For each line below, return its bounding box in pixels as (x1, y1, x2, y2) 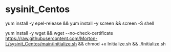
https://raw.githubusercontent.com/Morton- (5, 35, 98, 41)
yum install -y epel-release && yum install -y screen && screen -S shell (5, 20, 155, 26)
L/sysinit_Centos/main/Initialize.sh (5, 40, 77, 46)
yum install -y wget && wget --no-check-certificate (5, 30, 114, 36)
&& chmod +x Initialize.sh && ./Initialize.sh (78, 40, 166, 46)
